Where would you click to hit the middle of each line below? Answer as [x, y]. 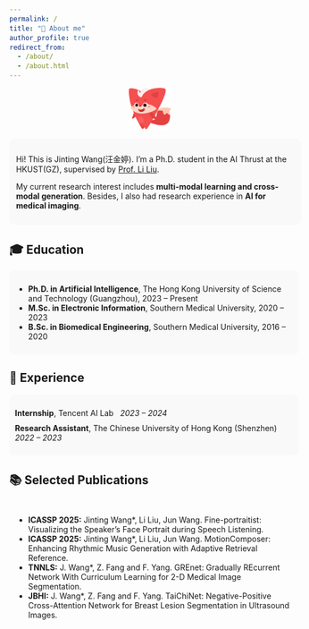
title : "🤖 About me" [48, 28]
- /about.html [43, 66]
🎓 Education [47, 249]
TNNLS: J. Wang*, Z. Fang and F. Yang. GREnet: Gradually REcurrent [154, 567]
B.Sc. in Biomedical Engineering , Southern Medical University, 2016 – [157, 327]
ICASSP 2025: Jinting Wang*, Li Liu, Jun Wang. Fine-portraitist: [145, 520]
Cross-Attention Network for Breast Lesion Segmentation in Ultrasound [159, 605]
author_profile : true [50, 38]
